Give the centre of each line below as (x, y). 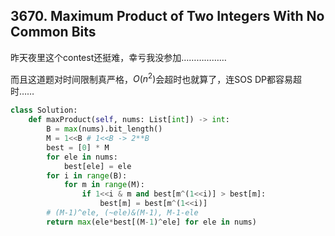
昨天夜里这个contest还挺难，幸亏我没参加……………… (118, 57)
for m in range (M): (104, 185)
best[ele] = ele (97, 166)
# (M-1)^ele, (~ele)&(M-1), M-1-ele (122, 213)
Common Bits (53, 32)
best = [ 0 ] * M (78, 147)
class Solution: (44, 110)
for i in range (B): (87, 175)
